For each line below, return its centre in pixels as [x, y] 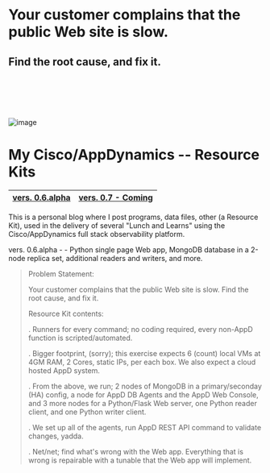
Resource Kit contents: [66, 313]
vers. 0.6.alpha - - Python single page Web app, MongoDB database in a [129, 249]
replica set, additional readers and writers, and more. [115, 258]
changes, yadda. [56, 436]
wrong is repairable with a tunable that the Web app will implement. [140, 460]
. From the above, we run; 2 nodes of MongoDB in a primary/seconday [145, 386]
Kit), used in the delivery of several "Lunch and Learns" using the [117, 225]
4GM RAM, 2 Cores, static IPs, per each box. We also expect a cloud [142, 362]
